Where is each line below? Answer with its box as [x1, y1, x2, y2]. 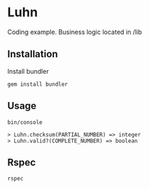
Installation [7, 48, 58, 60]
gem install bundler [7, 81, 69, 88]
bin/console [7, 118, 43, 126]
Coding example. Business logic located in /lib [7, 28, 143, 36]
